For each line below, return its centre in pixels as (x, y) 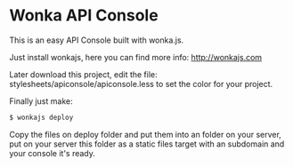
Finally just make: (41, 101)
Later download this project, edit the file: (83, 74)
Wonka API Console (84, 16)
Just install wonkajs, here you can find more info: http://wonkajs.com (136, 57)
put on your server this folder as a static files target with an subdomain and (147, 144)
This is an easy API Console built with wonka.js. (97, 40)
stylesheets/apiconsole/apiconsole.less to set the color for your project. (141, 83)
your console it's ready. (53, 153)
